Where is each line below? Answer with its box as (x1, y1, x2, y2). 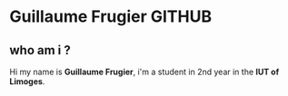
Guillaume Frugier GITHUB (9, 6, 212, 27)
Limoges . (9, 76, 45, 87)
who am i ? (9, 43, 71, 58)
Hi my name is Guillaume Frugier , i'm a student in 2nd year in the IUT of (9, 66, 280, 77)
